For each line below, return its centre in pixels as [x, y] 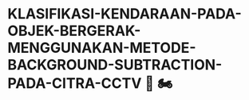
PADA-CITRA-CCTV [75, 84]
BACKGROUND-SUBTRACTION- [115, 65]
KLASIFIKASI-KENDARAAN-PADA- [125, 14]
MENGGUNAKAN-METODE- [102, 48]
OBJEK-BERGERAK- [74, 31]
